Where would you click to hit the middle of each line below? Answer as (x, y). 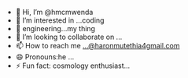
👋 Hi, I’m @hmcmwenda (54, 12)
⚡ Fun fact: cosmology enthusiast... (73, 66)
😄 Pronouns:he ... (45, 57)
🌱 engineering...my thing (55, 28)
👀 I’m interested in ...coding (60, 20)
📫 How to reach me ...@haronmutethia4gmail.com (98, 46)
